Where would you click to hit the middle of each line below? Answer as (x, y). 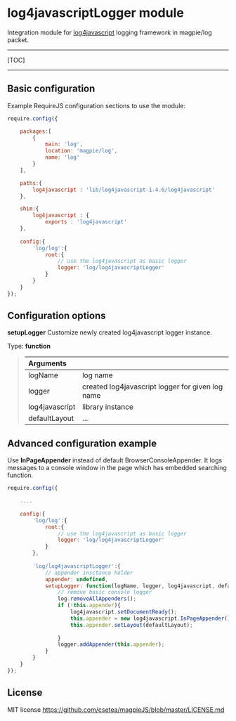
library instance (107, 407)
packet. (18, 39)
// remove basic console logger (105, 592)
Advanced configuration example (82, 443)
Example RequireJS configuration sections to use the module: (97, 105)
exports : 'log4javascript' (86, 222)
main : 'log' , (64, 144)
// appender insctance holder (89, 573)
